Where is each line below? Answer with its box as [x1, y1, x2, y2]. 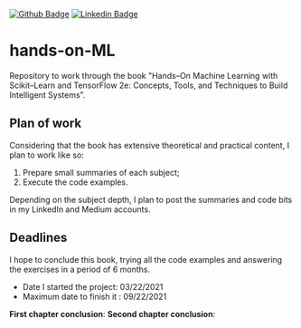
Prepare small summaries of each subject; [22, 167, 180, 178]
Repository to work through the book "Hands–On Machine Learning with [9, 70, 278, 81]
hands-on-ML [9, 41, 116, 61]
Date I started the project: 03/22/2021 [22, 281, 164, 292]
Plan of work [9, 116, 82, 131]
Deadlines [9, 230, 68, 246]
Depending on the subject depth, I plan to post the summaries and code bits [9, 194, 293, 205]
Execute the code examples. [22, 177, 128, 188]
